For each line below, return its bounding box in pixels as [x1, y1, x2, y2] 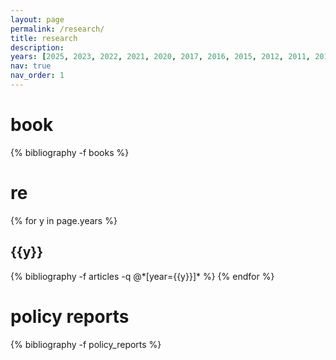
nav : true [10, 61, 52, 71]
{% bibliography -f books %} [10, 146, 130, 158]
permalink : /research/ [10, 24, 105, 34]
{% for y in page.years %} [10, 214, 118, 226]
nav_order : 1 [10, 71, 65, 81]
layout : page [10, 14, 65, 25]
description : [10, 42, 65, 53]
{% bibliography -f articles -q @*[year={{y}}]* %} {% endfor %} [10, 270, 275, 282]
